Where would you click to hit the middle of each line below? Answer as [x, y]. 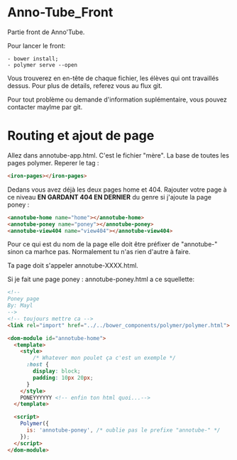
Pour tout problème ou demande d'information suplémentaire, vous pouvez [117, 99]
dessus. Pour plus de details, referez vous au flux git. [85, 85]
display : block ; [57, 371]
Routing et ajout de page [81, 136]
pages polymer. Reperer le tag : [53, 163]
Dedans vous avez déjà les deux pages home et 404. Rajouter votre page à [117, 190]
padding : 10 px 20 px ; [63, 378]
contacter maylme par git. [45, 106]
